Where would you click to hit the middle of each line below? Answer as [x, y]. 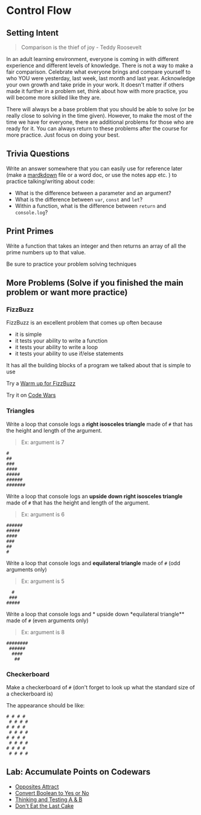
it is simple [28, 334]
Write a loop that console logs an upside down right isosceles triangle [94, 496]
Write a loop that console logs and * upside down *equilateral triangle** [95, 614]
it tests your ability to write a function [61, 341]
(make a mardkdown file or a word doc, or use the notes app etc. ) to [91, 175]
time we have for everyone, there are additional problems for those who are [100, 122]
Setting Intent [33, 33]
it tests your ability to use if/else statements [69, 353]
